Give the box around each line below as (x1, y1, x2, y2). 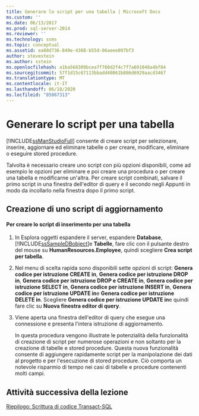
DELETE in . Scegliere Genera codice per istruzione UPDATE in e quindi (14, 296, 189, 303)
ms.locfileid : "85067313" (6, 92, 70, 98)
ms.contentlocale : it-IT (6, 81, 68, 87)
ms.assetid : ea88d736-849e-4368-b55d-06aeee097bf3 (6, 48, 134, 54)
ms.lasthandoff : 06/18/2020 (6, 86, 76, 92)
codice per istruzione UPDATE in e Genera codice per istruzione (14, 290, 175, 297)
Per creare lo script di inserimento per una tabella (6, 221, 131, 228)
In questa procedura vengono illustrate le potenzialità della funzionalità (14, 332, 188, 339)
